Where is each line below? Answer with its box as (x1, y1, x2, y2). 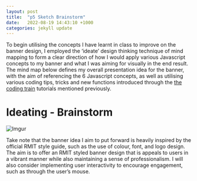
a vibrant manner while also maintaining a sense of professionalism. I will (6, 156, 183, 163)
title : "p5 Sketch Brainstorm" (6, 14, 86, 20)
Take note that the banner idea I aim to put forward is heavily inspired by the (6, 137, 192, 144)
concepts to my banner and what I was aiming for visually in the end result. (6, 60, 189, 67)
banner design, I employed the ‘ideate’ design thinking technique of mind (6, 48, 184, 55)
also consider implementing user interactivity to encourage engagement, (6, 162, 183, 169)
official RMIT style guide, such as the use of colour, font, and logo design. (6, 143, 186, 150)
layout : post (6, 8, 38, 15)
